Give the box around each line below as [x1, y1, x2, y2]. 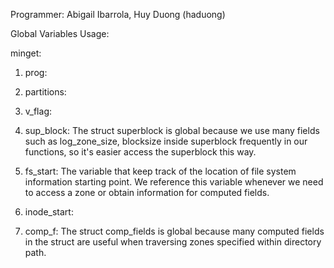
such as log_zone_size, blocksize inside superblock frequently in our [24, 135, 308, 147]
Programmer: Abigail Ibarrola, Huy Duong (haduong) [10, 9, 226, 20]
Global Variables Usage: [10, 28, 110, 39]
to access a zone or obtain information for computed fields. [24, 187, 270, 198]
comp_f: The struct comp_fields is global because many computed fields [24, 225, 325, 237]
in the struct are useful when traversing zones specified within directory [24, 236, 322, 248]
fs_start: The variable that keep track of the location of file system [24, 165, 297, 177]
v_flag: [24, 105, 52, 117]
